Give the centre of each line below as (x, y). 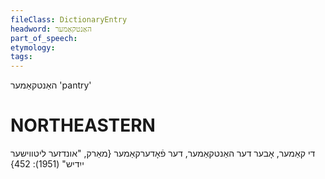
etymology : (33, 47)
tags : (21, 57)
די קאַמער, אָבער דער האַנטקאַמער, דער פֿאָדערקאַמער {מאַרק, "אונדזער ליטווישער (163, 153)
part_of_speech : (44, 38)
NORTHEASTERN (83, 125)
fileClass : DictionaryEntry (69, 19)
